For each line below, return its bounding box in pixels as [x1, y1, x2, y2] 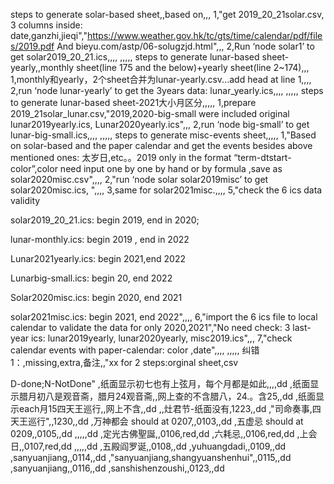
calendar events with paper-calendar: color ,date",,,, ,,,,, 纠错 [10, 344, 260, 356]
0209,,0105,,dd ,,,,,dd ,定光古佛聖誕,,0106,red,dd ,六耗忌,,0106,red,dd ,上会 [10, 428, 318, 439]
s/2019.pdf [10, 40, 55, 52]
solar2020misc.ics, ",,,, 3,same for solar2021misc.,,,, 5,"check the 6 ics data [10, 184, 323, 196]
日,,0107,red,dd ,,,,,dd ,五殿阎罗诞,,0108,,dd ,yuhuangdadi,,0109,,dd [10, 440, 287, 452]
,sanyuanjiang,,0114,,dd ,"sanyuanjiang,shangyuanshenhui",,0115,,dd [10, 452, 292, 463]
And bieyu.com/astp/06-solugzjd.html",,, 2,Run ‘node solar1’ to [56, 40, 315, 52]
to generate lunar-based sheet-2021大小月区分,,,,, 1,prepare [10, 97, 257, 108]
